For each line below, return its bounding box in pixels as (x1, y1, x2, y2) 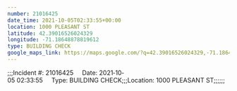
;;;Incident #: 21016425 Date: (7, 68, 98, 77)
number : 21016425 (7, 10, 59, 17)
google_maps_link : (7, 50, 61, 57)
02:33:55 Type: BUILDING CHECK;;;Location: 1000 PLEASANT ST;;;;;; (16, 76, 226, 84)
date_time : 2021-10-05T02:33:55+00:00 (7, 17, 121, 24)
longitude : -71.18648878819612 (7, 36, 99, 43)
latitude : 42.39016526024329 (7, 29, 93, 37)
